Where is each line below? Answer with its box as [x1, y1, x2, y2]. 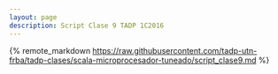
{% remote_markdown [9, 45, 91, 55]
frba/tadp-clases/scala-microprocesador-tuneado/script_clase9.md [9, 55, 257, 65]
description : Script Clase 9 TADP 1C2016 [9, 21, 165, 30]
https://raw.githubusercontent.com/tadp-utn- [92, 45, 258, 55]
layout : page [9, 12, 58, 22]
